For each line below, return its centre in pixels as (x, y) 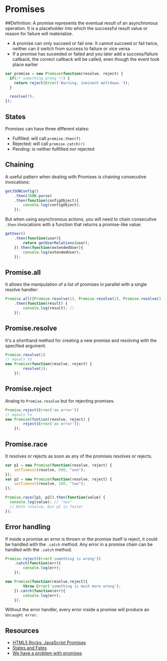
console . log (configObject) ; (52, 205)
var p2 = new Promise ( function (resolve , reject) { (59, 479)
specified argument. (26, 346)
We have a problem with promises (47, 653)
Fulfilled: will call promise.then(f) (46, 138)
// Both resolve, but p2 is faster (46, 507)
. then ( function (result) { (41, 304)
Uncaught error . (22, 615)
